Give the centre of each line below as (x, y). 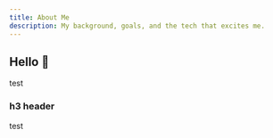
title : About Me (39, 17)
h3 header (32, 106)
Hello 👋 (29, 62)
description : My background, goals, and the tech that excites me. (137, 26)
